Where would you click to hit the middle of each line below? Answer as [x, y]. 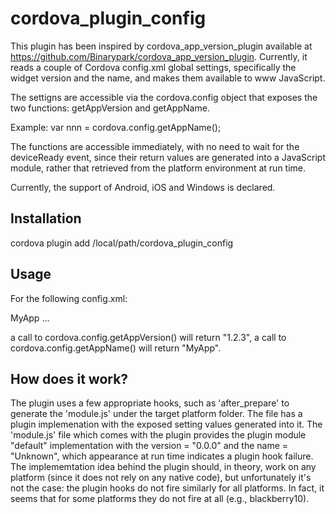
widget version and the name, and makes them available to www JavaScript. [168, 78]
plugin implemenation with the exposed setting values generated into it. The [166, 424]
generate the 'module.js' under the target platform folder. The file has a [156, 414]
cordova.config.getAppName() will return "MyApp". [116, 348]
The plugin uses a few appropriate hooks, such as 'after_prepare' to [150, 403]
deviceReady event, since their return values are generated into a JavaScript [168, 157]
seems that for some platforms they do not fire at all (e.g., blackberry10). [160, 499]
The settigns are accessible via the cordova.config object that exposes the [164, 97]
